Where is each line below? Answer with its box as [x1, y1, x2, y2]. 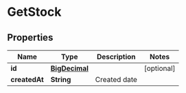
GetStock [7, 4, 62, 20]
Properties [7, 32, 54, 43]
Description [96, 52, 136, 61]
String [50, 75, 71, 84]
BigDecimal [50, 63, 89, 73]
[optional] [143, 63, 176, 73]
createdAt [10, 75, 45, 84]
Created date [95, 75, 137, 84]
